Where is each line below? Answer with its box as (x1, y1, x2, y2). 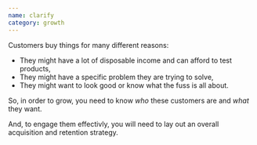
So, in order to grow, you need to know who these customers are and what (8, 96, 249, 105)
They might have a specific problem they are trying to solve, (19, 72, 214, 82)
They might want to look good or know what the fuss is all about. (19, 80, 229, 90)
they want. (8, 103, 42, 114)
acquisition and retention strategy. (8, 127, 119, 137)
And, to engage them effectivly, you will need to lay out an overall (8, 119, 219, 129)
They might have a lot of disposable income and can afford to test (19, 56, 233, 65)
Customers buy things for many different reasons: (8, 40, 169, 49)
